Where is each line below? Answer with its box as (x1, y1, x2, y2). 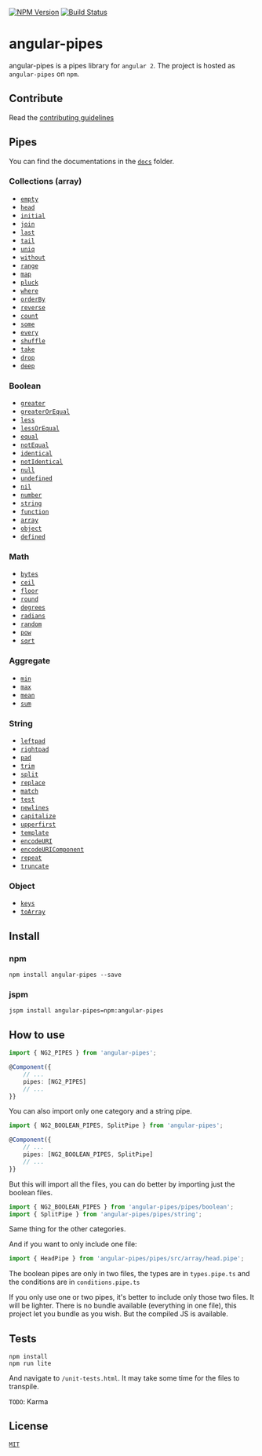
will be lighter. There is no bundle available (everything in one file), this (9, 1301, 238, 1311)
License (9, 1420, 49, 1433)
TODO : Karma (9, 1397, 49, 1407)
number (20, 492, 42, 499)
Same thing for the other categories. (9, 1224, 126, 1234)
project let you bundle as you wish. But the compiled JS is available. (9, 1309, 228, 1319)
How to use (9, 1028, 65, 1041)
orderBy (20, 295, 45, 303)
